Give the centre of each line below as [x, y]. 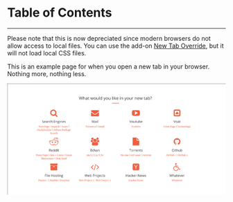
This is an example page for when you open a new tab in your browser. [109, 66]
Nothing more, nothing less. [47, 73]
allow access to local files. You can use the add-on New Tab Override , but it [115, 46]
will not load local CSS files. [47, 53]
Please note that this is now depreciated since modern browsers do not [109, 38]
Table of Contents [60, 13]
